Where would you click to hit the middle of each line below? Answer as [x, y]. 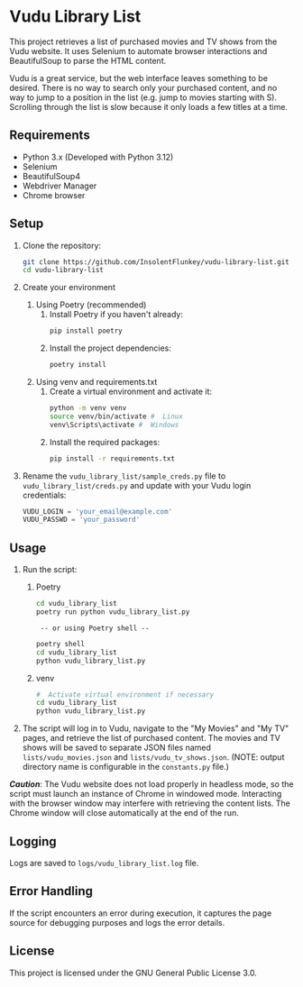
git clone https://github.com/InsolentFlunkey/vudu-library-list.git [156, 262]
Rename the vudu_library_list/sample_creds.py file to [124, 476]
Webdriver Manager [60, 186]
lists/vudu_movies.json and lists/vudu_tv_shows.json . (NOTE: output [153, 757]
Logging [33, 841]
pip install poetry [86, 331]
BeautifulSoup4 [51, 176]
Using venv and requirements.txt [96, 382]
